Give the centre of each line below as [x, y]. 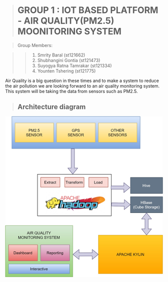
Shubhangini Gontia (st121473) [69, 60]
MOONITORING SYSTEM [69, 31]
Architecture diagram [51, 107]
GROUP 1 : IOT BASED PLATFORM [88, 10]
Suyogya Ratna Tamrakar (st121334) [74, 65]
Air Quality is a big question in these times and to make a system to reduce [82, 80]
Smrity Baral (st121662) [61, 55]
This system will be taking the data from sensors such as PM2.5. [71, 91]
